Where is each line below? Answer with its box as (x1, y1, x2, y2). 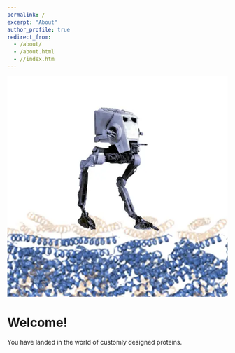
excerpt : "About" (7, 18, 58, 26)
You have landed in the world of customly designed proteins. (7, 338, 183, 346)
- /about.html (13, 48, 55, 55)
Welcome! (7, 315, 68, 331)
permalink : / (7, 11, 45, 18)
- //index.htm (13, 56, 55, 63)
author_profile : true (7, 26, 71, 33)
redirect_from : (7, 34, 52, 41)
